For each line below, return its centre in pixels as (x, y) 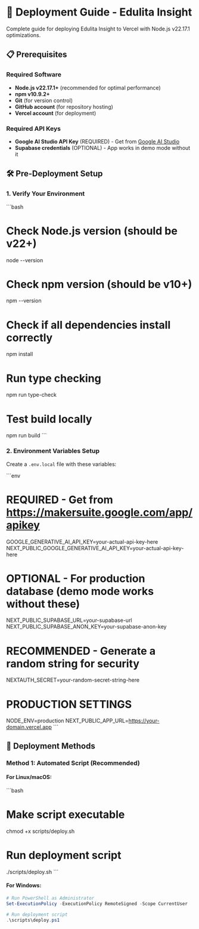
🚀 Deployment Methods (51, 746)
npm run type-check (31, 395)
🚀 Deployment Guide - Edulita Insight (99, 12)
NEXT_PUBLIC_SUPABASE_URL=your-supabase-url (69, 620)
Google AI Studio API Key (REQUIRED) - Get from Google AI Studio (97, 141)
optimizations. (24, 35)
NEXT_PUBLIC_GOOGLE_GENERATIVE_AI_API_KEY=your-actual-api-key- (95, 548)
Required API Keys (34, 128)
